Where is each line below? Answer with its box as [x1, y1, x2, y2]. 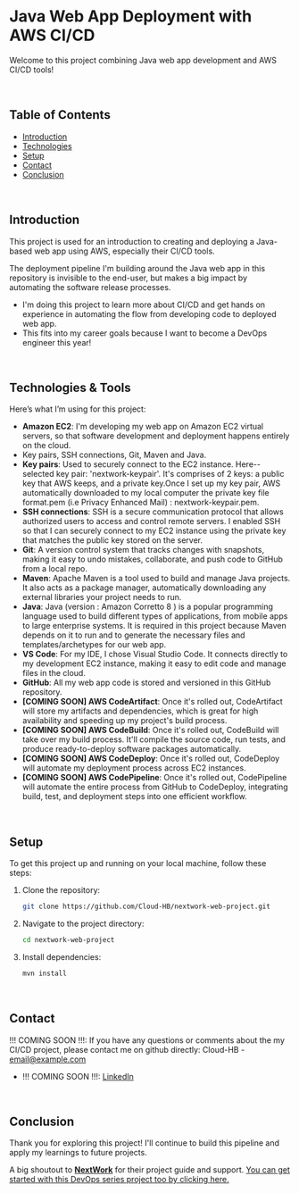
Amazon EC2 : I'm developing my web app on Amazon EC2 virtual [21, 421, 264, 432]
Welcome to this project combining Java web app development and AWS [9, 54, 278, 65]
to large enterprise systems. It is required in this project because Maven [21, 621, 287, 631]
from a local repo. [21, 563, 87, 574]
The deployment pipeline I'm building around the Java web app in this [9, 263, 266, 273]
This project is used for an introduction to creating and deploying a [9, 236, 254, 246]
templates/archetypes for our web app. [21, 639, 167, 650]
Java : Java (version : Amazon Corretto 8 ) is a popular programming [21, 601, 274, 613]
